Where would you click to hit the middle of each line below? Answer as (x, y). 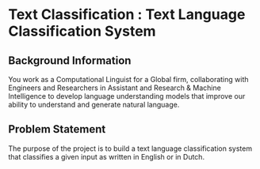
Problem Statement (57, 129)
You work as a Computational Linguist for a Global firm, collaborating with (128, 79)
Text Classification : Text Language (127, 15)
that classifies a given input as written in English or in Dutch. (106, 156)
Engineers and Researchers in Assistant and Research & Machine (115, 88)
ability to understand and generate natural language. (94, 105)
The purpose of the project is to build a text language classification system (130, 148)
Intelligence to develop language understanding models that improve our (127, 96)
